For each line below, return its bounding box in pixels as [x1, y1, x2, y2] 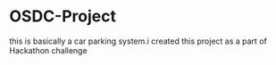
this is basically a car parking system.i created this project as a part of [9, 36, 268, 46]
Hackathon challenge [9, 45, 88, 55]
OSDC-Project [9, 6, 116, 27]
